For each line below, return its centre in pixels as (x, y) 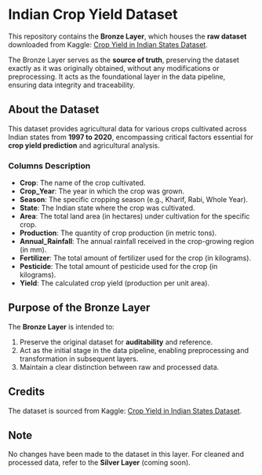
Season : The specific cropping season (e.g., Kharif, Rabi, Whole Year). (134, 200)
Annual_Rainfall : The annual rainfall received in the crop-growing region (137, 241)
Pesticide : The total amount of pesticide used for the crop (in (118, 267)
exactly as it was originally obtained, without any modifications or (114, 68)
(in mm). (33, 250)
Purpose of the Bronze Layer (79, 308)
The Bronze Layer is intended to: (62, 326)
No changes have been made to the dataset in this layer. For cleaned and (126, 455)
